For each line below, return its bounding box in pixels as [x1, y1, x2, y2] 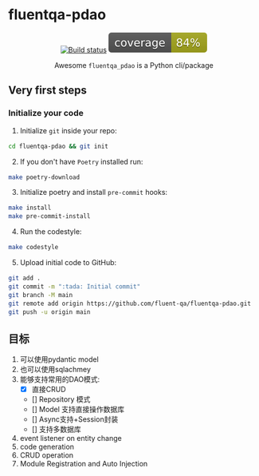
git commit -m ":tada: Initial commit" [8, 282, 141, 291]
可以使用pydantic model [19, 355, 100, 364]
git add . [8, 274, 41, 282]
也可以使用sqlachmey [19, 365, 92, 375]
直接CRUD [31, 385, 66, 395]
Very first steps [8, 84, 88, 97]
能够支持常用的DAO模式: [19, 375, 100, 384]
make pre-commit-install [8, 212, 91, 220]
